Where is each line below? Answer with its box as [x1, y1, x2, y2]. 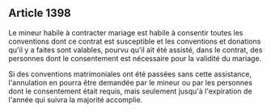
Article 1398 [8, 6, 71, 20]
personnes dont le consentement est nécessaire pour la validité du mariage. [8, 53, 262, 63]
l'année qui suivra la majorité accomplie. [8, 94, 143, 104]
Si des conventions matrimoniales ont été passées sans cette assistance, [8, 68, 252, 79]
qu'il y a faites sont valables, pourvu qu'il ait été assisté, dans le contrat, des [8, 44, 263, 55]
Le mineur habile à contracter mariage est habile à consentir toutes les [8, 27, 243, 37]
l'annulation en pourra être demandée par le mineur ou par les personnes [8, 77, 253, 87]
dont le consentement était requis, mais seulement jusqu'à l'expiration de [8, 86, 252, 96]
